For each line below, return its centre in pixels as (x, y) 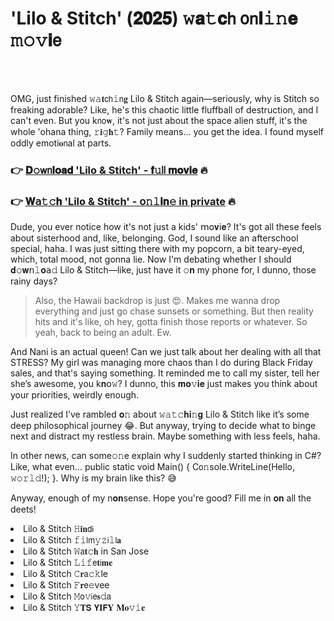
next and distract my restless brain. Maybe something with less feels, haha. (165, 436)
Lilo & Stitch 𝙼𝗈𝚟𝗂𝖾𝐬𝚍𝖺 (67, 596)
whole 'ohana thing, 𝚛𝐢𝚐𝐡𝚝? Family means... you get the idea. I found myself (167, 131)
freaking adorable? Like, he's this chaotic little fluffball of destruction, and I (164, 109)
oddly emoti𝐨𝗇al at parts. (61, 143)
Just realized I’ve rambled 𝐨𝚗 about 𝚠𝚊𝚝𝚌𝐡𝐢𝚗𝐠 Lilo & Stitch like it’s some (160, 414)
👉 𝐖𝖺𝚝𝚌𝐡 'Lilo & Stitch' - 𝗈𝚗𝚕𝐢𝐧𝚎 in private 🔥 (123, 201)
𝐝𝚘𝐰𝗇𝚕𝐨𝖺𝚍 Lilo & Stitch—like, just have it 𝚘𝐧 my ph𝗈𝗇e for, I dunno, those (163, 270)
